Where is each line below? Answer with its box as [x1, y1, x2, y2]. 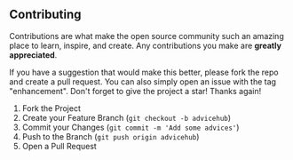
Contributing [9, 7, 82, 22]
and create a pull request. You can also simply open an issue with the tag [9, 76, 277, 87]
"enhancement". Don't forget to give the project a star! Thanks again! [9, 85, 262, 96]
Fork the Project [21, 102, 82, 114]
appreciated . [9, 49, 58, 60]
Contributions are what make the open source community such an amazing [9, 30, 284, 41]
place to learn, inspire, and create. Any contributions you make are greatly [9, 40, 282, 51]
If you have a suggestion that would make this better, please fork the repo [9, 67, 279, 77]
